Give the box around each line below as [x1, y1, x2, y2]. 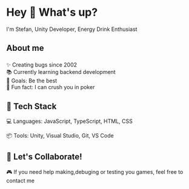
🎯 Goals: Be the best [6, 77, 58, 84]
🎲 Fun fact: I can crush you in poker [6, 84, 95, 91]
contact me [6, 177, 35, 184]
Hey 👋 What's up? [6, 5, 98, 19]
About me [6, 43, 44, 53]
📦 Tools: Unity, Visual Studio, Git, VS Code [6, 132, 114, 139]
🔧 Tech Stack [6, 101, 57, 111]
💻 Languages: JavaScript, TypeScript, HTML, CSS [6, 118, 133, 125]
